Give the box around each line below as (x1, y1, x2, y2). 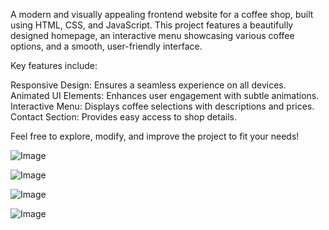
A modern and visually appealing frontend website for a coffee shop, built (10, 9, 314, 20)
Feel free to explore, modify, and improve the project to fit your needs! (10, 130, 300, 142)
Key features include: (10, 60, 98, 71)
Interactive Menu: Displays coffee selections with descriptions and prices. (10, 100, 315, 112)
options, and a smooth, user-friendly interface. (10, 40, 203, 52)
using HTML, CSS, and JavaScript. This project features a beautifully (10, 19, 294, 31)
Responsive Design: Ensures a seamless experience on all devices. (10, 79, 287, 91)
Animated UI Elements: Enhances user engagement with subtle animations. (10, 90, 320, 101)
